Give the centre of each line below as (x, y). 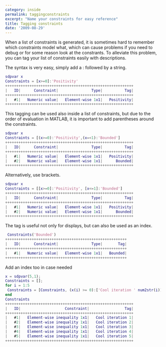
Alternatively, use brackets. (33, 175)
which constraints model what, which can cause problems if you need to (79, 48)
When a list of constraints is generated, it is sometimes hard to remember (80, 42)
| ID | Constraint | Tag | (69, 308)
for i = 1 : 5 (17, 286)
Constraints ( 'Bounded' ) (32, 235)
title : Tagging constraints (34, 24)
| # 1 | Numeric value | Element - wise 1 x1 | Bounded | (66, 253)
